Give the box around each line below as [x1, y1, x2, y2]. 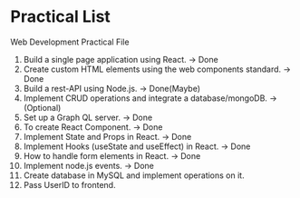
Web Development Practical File [10, 36, 130, 47]
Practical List [10, 6, 111, 27]
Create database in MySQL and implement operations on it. [23, 170, 245, 181]
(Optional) [23, 102, 62, 113]
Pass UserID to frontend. [23, 179, 116, 190]
